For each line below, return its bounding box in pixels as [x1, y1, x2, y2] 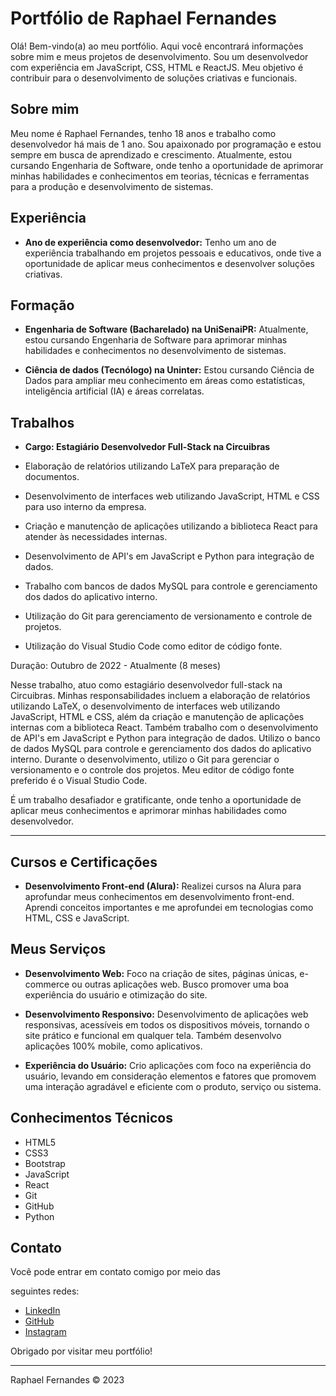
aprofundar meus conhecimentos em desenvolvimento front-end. [24, 891, 295, 902]
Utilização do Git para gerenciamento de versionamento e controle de [24, 610, 313, 622]
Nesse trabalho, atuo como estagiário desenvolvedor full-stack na [10, 679, 283, 691]
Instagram [24, 1326, 67, 1338]
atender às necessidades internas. [24, 531, 168, 543]
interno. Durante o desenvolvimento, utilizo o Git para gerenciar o [10, 753, 280, 766]
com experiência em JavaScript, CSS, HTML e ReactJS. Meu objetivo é [10, 61, 304, 73]
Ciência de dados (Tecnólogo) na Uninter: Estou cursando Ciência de [24, 364, 315, 376]
